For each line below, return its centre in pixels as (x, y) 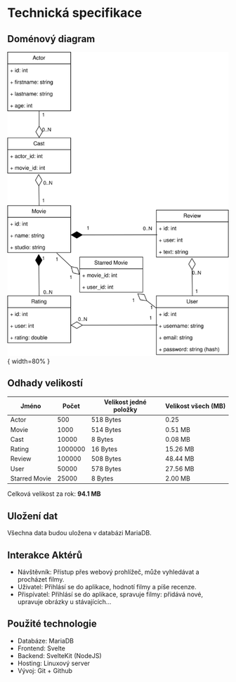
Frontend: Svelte (41, 648)
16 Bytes (104, 449)
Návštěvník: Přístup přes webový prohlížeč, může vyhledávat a (108, 572)
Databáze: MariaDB (45, 641)
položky (125, 409)
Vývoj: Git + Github (45, 670)
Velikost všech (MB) (195, 406)
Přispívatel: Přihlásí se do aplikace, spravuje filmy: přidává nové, (110, 594)
